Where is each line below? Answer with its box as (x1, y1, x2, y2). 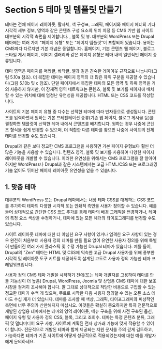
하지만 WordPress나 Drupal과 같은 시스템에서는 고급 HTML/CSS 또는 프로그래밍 (5, 161, 158, 167)
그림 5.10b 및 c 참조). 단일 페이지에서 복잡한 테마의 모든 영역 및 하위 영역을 (10, 80, 151, 86)
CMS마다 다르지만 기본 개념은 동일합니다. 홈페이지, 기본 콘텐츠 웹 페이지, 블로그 (5, 46, 155, 51)
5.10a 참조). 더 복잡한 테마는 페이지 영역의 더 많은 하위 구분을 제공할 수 (10, 74, 143, 80)
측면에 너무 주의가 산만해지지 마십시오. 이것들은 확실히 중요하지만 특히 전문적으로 (5, 302, 158, 308)
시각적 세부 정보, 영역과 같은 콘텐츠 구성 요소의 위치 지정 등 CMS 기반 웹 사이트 (5, 27, 154, 33)
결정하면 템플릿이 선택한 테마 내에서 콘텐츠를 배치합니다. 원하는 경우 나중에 (5, 121, 146, 127)
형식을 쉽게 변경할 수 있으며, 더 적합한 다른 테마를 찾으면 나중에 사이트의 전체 (10, 127, 155, 132)
